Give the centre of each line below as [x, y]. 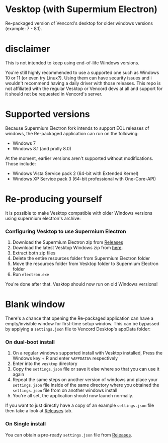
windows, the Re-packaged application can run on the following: [72, 133]
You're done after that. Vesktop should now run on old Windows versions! [81, 284]
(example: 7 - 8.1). [24, 28]
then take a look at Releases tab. [39, 411]
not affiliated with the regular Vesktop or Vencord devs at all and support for [84, 88]
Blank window [35, 304]
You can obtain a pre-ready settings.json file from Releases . [69, 435]
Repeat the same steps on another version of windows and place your [85, 380]
